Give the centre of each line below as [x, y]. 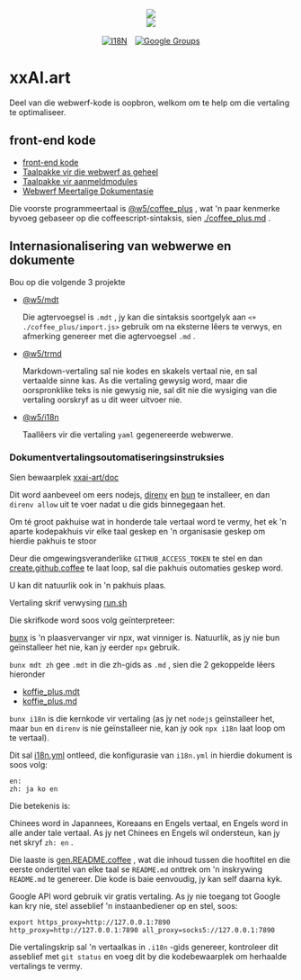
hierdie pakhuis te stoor [53, 541]
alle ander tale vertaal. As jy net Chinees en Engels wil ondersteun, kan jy [145, 832]
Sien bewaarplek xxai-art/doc [64, 477]
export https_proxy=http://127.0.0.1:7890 [90, 922]
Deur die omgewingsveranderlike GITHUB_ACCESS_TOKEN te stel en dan [136, 558]
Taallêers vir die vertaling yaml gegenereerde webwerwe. [128, 434]
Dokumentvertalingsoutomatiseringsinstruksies [117, 457]
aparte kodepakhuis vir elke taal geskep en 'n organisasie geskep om [137, 531]
